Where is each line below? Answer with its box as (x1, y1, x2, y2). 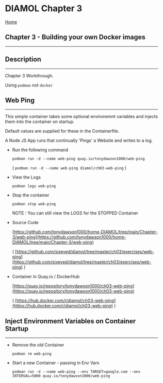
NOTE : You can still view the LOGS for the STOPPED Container (12, 210, 138, 216)
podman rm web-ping (12, 351, 52, 356)
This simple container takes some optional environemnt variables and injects (5, 114, 158, 120)
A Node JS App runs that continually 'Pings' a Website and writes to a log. (5, 138, 153, 143)
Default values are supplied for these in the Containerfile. (5, 128, 119, 134)
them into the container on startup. (5, 119, 75, 124)
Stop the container (12, 192, 49, 198)
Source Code (12, 220, 39, 226)
